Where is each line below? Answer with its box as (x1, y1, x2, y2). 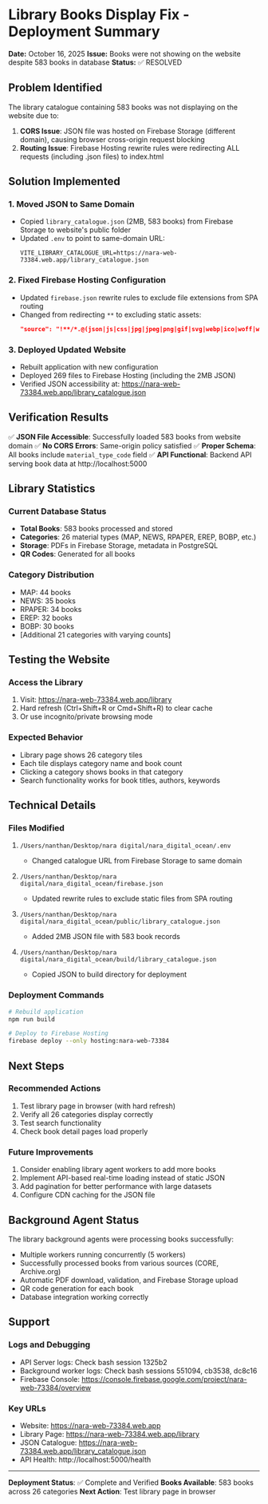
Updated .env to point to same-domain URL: (19, 234, 165, 243)
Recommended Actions (8, 1083, 101, 1094)
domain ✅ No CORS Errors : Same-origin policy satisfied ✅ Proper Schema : (8, 440, 257, 450)
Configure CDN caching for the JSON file (19, 1190, 156, 1200)
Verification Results (8, 411, 109, 424)
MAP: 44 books (19, 587, 72, 597)
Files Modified (8, 823, 65, 833)
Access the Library (8, 677, 84, 688)
